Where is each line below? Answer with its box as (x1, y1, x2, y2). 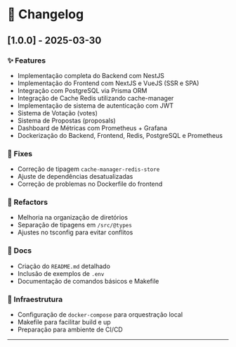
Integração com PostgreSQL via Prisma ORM (17, 86, 147, 94)
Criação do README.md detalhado (17, 262, 111, 270)
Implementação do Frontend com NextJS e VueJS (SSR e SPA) (17, 79, 199, 87)
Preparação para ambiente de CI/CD (17, 325, 123, 334)
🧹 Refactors (7, 197, 48, 207)
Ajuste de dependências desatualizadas (17, 172, 133, 181)
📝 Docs (7, 246, 32, 255)
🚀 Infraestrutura (7, 294, 63, 304)
